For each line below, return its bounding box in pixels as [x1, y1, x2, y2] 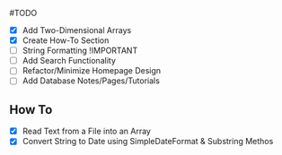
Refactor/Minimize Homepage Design [22, 65, 162, 76]
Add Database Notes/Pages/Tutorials [22, 75, 160, 86]
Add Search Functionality [22, 56, 117, 66]
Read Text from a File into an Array [22, 125, 151, 137]
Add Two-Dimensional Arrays [22, 25, 132, 35]
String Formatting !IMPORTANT [22, 45, 138, 56]
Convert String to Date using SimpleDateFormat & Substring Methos [22, 136, 274, 147]
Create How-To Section [22, 35, 110, 46]
